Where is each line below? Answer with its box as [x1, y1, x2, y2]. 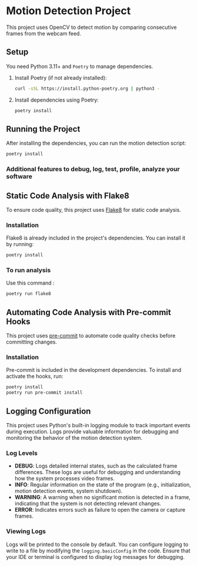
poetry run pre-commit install [6, 390, 83, 396]
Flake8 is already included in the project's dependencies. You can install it [6, 234, 186, 241]
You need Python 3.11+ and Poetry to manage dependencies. [6, 63, 153, 70]
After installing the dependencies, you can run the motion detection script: [6, 140, 186, 147]
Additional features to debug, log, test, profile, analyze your [6, 165, 181, 174]
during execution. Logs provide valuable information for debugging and [6, 428, 179, 435]
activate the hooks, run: [6, 373, 64, 380]
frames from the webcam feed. [6, 30, 81, 37]
